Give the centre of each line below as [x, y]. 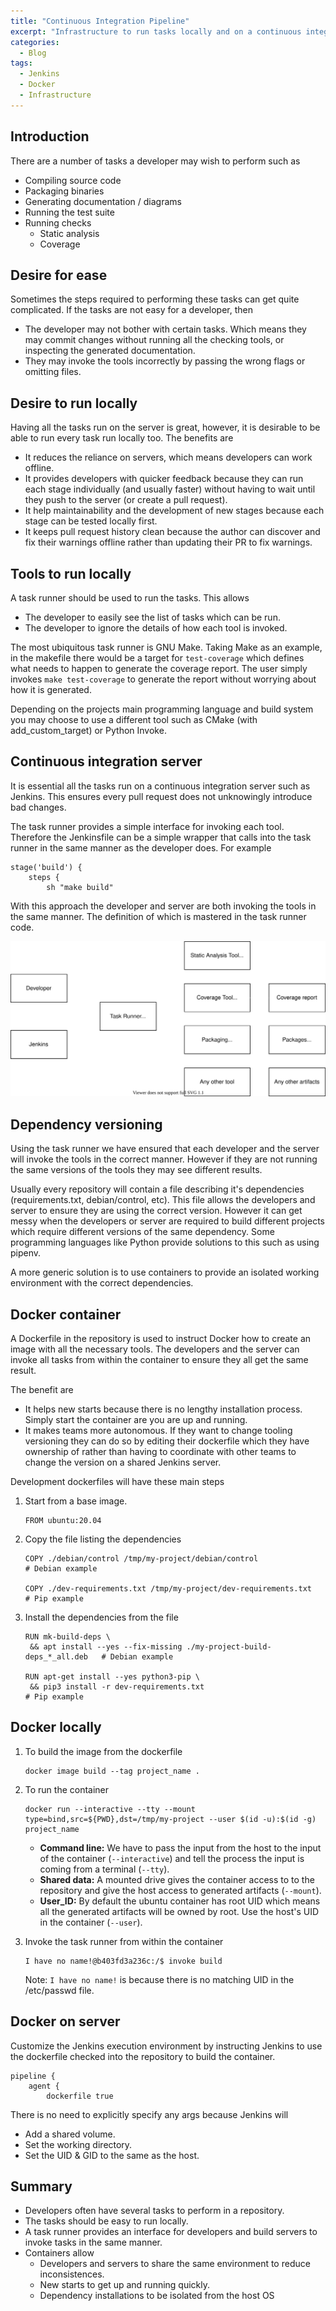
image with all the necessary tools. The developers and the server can [155, 1349]
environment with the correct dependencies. [102, 1283]
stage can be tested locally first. [91, 521]
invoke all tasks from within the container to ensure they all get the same [159, 1359]
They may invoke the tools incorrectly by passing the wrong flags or [165, 361]
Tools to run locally [71, 573]
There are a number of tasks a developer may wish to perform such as [155, 161]
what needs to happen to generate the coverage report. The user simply [159, 668]
